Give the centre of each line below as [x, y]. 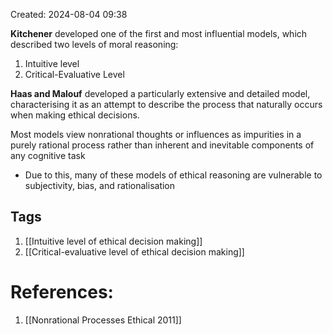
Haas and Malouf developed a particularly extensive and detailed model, [160, 93]
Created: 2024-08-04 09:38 [69, 14]
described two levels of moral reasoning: [94, 44]
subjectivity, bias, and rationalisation [100, 185]
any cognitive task [48, 155]
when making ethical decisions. [75, 115]
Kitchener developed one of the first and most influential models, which [159, 33]
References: [62, 292]
